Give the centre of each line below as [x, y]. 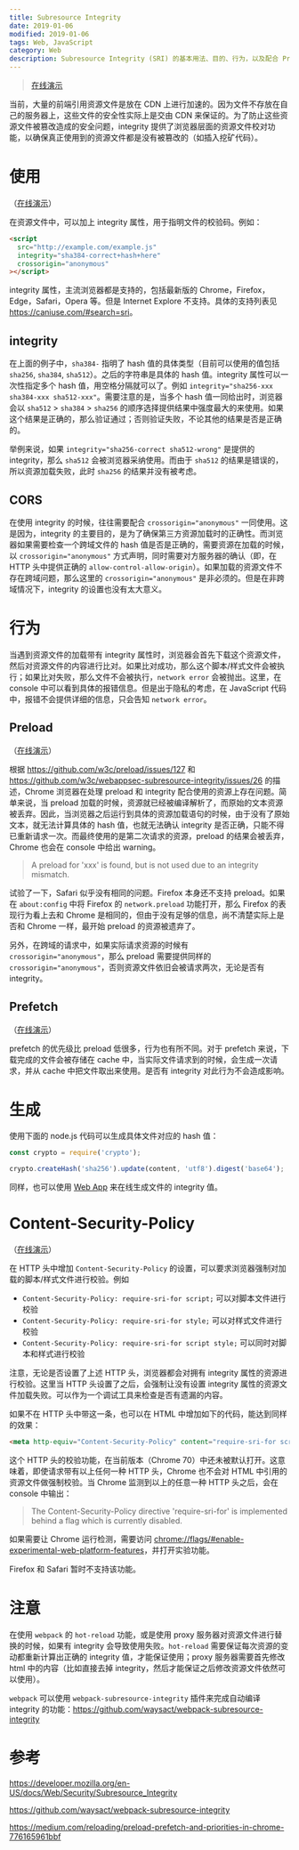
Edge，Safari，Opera [48, 301]
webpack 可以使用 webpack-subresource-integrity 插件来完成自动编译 [135, 1698]
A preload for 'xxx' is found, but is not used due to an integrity [145, 865]
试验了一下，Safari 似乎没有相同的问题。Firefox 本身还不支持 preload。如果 [147, 893]
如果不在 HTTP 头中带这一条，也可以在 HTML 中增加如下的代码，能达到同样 [148, 1414]
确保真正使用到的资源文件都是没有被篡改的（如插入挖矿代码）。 [147, 137]
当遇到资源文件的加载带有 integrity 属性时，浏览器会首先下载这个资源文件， [148, 654]
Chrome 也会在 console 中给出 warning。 [85, 847]
